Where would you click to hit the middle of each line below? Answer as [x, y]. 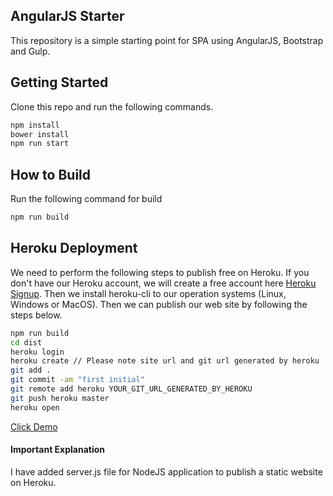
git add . [31, 370]
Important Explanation [58, 450]
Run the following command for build [86, 199]
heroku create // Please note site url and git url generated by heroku [165, 361]
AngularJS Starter [67, 16]
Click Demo [34, 426]
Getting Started [59, 82]
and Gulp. [30, 51]
